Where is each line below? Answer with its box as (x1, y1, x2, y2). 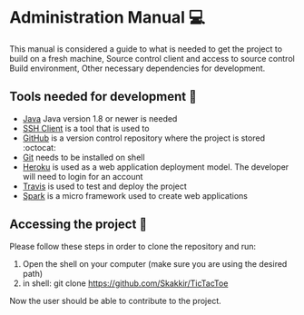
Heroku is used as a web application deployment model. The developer (22, 161, 289, 172)
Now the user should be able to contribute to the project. (9, 295, 222, 306)
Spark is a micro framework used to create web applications (22, 190, 248, 201)
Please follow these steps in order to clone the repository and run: (9, 241, 257, 251)
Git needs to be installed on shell (22, 152, 145, 162)
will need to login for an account (22, 171, 143, 182)
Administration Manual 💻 (9, 7, 206, 28)
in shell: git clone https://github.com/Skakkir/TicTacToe (22, 278, 229, 289)
